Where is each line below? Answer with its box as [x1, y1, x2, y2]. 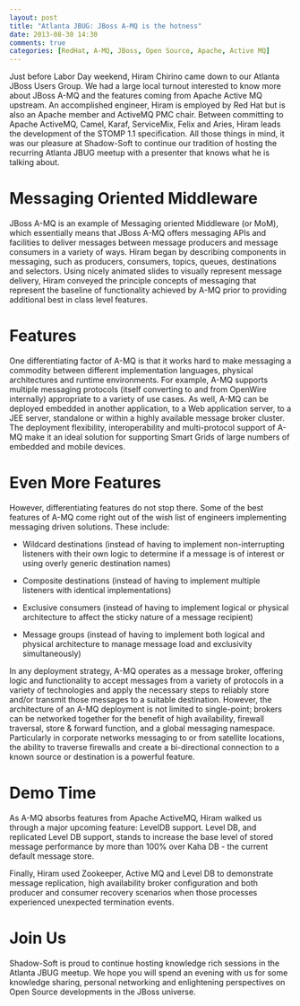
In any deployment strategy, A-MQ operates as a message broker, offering [9, 665, 284, 676]
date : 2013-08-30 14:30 [9, 30, 99, 39]
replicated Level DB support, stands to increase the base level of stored [9, 831, 274, 842]
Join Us [9, 928, 67, 949]
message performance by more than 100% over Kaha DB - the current [9, 841, 269, 852]
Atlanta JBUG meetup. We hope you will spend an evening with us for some [9, 967, 288, 978]
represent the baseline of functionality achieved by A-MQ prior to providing [9, 284, 287, 296]
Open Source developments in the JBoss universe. [9, 986, 196, 997]
